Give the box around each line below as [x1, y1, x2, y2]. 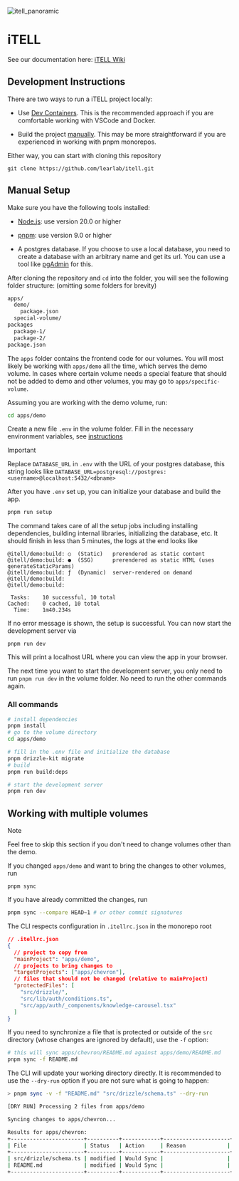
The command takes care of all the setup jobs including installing [7, 522, 198, 530]
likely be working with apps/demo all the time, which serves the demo [7, 362, 208, 370]
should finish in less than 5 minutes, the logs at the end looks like [7, 537, 198, 545]
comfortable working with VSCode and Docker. [17, 116, 156, 125]
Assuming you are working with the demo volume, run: [7, 398, 168, 406]
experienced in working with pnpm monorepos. [17, 137, 156, 146]
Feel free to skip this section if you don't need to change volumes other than [7, 840, 231, 849]
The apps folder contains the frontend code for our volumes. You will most [7, 354, 224, 362]
